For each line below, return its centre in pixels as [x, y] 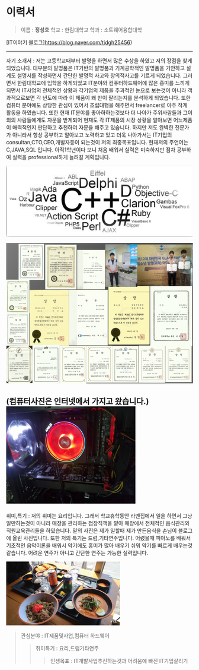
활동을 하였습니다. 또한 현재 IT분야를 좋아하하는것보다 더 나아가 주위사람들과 [94, 112]
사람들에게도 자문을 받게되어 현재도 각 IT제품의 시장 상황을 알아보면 [94, 120]
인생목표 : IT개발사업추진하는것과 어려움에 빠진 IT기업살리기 [119, 661]
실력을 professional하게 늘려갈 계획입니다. [61, 157]
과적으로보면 [21, 97]
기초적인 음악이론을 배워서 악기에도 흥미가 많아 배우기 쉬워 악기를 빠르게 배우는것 [99, 546]
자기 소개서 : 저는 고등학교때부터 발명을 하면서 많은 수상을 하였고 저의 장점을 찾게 [99, 61]
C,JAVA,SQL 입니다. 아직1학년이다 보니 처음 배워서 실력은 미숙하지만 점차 [91, 150]
